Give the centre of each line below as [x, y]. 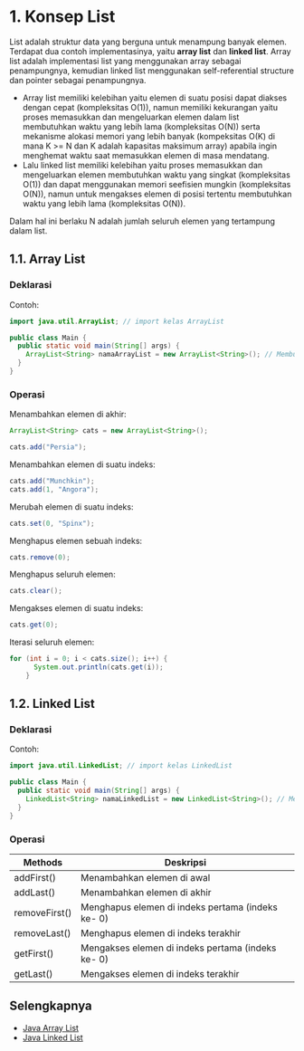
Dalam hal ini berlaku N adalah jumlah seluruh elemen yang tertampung [142, 221]
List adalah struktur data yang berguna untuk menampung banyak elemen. [148, 42]
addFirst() [35, 878]
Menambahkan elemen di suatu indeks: [82, 464]
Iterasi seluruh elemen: [52, 642]
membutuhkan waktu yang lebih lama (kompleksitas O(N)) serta [141, 126]
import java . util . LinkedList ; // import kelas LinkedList [121, 766]
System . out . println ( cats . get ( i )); [99, 667]
